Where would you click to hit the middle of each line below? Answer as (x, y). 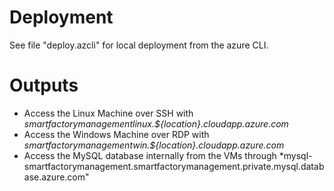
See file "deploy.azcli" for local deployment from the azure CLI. (139, 45)
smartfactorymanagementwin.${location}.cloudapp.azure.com (154, 145)
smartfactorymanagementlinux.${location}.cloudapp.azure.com (156, 123)
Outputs (44, 85)
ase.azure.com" (56, 177)
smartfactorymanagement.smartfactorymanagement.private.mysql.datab (174, 166)
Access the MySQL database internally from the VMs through (150, 155)
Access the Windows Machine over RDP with (116, 134)
